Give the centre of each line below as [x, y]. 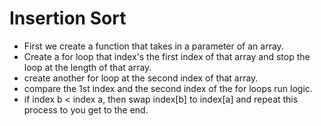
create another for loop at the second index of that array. [141, 78]
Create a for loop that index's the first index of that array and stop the [167, 56]
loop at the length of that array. [87, 67]
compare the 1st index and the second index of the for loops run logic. [168, 88]
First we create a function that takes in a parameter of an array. [153, 46]
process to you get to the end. [86, 109]
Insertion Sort [68, 18]
